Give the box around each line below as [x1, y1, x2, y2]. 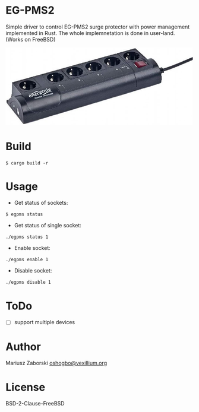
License [5, 381, 46, 394]
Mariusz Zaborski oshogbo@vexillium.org [5, 360, 108, 367]
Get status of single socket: [14, 222, 81, 229]
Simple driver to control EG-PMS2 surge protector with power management [5, 23, 190, 30]
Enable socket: [14, 245, 51, 252]
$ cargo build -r [5, 160, 49, 166]
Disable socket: [14, 267, 52, 274]
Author [5, 340, 41, 353]
